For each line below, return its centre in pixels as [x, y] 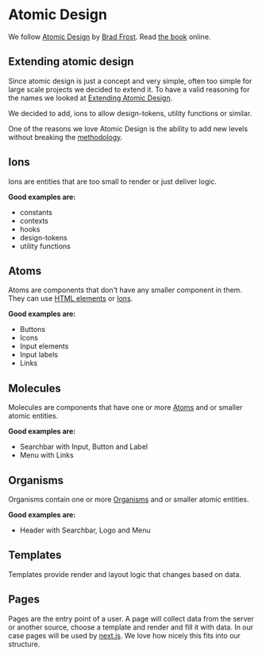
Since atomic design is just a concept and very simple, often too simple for [130, 80]
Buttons [33, 329]
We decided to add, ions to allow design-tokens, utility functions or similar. [130, 113]
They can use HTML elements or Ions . [71, 298]
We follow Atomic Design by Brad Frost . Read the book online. [110, 37]
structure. [24, 644]
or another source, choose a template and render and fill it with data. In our [131, 627]
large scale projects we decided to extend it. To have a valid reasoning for [129, 89]
